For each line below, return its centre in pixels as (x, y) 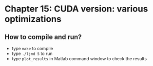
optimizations (33, 19)
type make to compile (32, 48)
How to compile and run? (43, 37)
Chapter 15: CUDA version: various (76, 9)
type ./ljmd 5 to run (32, 53)
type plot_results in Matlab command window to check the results (79, 59)
